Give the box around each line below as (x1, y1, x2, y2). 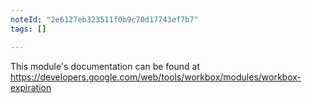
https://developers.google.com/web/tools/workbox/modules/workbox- (10, 71, 302, 83)
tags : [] (10, 24, 47, 34)
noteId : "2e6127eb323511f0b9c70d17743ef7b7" (10, 14, 199, 25)
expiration (10, 81, 52, 93)
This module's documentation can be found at (10, 60, 200, 72)
